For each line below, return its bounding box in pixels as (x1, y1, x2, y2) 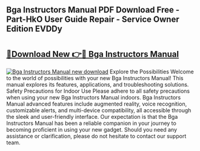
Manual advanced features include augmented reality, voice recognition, (6, 100, 187, 107)
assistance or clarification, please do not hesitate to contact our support (6, 133, 187, 139)
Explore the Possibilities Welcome (110, 68, 194, 75)
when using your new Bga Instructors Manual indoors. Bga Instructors (6, 94, 181, 101)
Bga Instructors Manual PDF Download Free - (6, 5, 180, 15)
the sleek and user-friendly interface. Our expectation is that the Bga (6, 113, 178, 120)
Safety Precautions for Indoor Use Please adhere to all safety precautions (6, 87, 190, 95)
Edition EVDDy (6, 24, 62, 34)
